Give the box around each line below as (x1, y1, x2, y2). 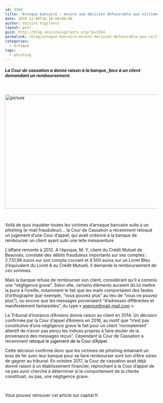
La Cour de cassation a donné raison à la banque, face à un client (5, 67, 141, 73)
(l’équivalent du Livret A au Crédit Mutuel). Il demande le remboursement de (5, 262, 157, 268)
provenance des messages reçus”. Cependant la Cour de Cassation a (5, 333, 144, 339)
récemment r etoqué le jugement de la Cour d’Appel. (5, 338, 108, 344)
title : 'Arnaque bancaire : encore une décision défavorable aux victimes (5, 12, 160, 17)
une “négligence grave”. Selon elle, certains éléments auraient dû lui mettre (5, 282, 156, 288)
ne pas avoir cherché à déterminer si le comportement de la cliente (5, 368, 139, 374)
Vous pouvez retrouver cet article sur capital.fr (5, 392, 98, 398)
